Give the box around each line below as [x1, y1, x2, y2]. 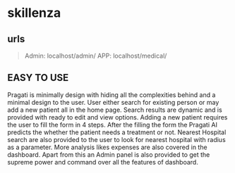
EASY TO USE [7, 72, 69, 84]
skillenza [7, 5, 61, 21]
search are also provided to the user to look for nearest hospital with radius [7, 135, 226, 143]
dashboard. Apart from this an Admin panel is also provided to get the [7, 150, 210, 159]
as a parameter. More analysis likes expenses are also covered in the [7, 143, 207, 151]
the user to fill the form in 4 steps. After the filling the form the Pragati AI [7, 120, 217, 129]
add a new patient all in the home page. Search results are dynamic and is [7, 105, 222, 114]
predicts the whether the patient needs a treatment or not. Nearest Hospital [7, 128, 227, 136]
